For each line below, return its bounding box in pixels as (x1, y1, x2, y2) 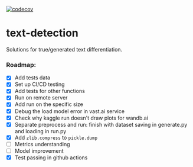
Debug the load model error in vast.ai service (14, 107, 125, 115)
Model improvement (14, 147, 64, 154)
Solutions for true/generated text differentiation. (6, 46, 123, 53)
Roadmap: (6, 60, 37, 69)
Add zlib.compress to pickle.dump (14, 134, 98, 141)
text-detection (6, 27, 78, 40)
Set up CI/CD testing (14, 81, 65, 88)
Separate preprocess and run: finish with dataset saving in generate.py (14, 121, 188, 128)
